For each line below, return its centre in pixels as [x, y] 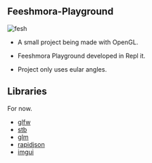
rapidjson [31, 144]
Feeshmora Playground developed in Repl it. [81, 56]
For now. [20, 108]
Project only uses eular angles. [62, 69]
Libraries [27, 92]
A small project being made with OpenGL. [78, 42]
